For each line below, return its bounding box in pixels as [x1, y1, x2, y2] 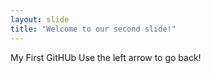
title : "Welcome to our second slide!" [10, 24, 177, 34]
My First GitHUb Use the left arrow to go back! [10, 51, 202, 63]
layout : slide [10, 14, 70, 25]
